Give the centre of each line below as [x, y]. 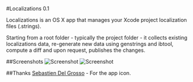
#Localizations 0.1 [28, 9]
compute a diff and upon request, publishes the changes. [76, 50]
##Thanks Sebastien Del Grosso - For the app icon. [68, 73]
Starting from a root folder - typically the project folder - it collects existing [97, 37]
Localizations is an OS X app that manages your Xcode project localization [97, 20]
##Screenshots [25, 62]
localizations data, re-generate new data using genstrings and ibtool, [90, 44]
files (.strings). [24, 26]
